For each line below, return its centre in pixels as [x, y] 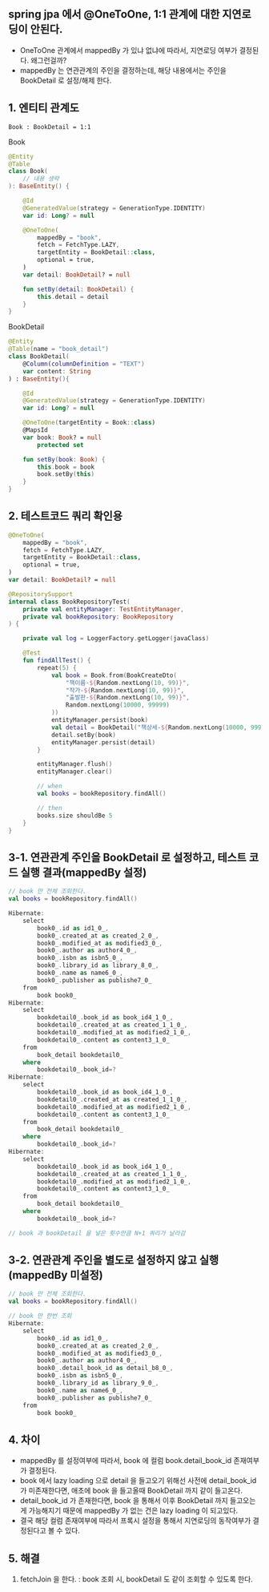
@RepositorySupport [41, 594]
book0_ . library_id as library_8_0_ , [98, 965]
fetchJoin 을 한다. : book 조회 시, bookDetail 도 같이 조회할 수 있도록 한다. [137, 1579]
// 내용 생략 [41, 179]
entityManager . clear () [75, 772]
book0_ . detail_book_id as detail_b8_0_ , [105, 1368]
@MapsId [35, 430]
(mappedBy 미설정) [56, 1275]
